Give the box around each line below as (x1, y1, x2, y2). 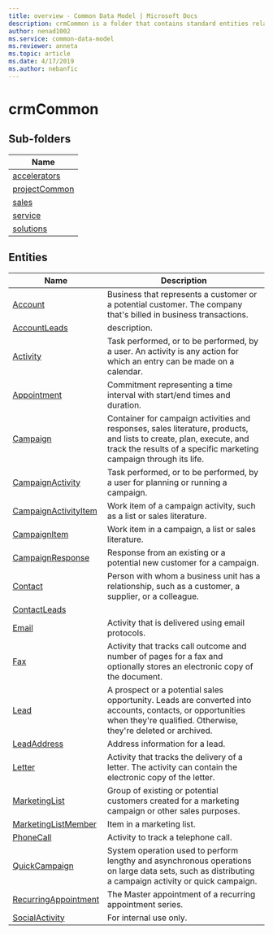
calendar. (106, 365, 144, 377)
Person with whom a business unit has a (106, 570, 261, 582)
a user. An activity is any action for (106, 345, 240, 356)
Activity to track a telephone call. (106, 831, 232, 843)
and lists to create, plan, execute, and (106, 433, 249, 444)
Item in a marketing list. (106, 818, 196, 830)
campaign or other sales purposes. (106, 805, 240, 816)
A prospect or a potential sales (106, 684, 223, 696)
